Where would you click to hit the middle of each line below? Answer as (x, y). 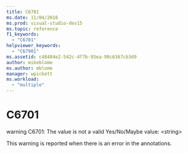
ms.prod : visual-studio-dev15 (45, 23)
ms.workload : (23, 79)
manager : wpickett (29, 74)
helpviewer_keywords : (34, 46)
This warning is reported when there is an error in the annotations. (89, 143)
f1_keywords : (23, 34)
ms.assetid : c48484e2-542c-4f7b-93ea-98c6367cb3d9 (72, 57)
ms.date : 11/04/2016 (32, 18)
